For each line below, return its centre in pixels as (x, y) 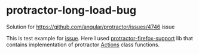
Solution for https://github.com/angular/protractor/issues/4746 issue (91, 27)
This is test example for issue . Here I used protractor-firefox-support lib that (99, 38)
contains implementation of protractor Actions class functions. (83, 45)
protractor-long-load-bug (71, 10)
